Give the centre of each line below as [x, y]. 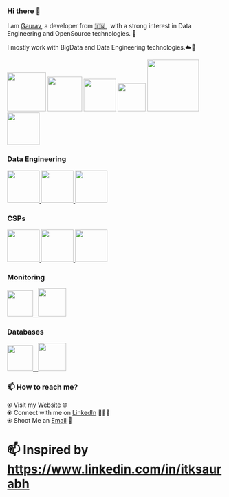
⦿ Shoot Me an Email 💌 [40, 420]
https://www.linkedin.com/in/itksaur [115, 469]
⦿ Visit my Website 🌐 [37, 405]
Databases [25, 332]
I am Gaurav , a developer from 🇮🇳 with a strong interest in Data [99, 26]
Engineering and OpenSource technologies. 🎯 [72, 34]
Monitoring [26, 277]
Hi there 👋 [24, 11]
